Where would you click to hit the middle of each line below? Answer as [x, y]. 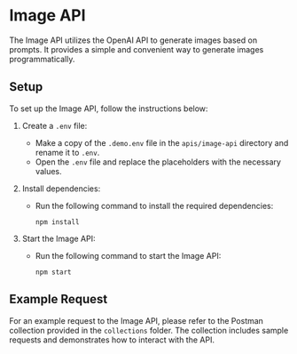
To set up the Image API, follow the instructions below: [109, 109]
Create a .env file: [55, 125]
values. [48, 171]
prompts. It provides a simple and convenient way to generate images [137, 49]
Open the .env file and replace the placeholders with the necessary [158, 162]
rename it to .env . [67, 152]
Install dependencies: [61, 189]
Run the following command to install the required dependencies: [154, 205]
